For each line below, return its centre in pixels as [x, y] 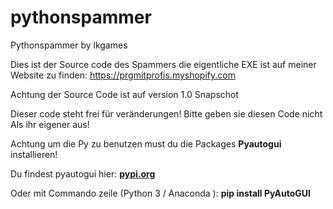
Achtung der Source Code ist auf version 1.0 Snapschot [125, 94]
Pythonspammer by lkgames [69, 45]
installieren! [34, 154]
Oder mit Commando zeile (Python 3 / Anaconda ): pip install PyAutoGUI [160, 193]
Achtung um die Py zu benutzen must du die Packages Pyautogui [146, 143]
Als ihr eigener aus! [50, 124]
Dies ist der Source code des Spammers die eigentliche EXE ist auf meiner [163, 64]
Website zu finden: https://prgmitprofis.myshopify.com [123, 75]
